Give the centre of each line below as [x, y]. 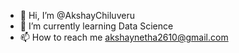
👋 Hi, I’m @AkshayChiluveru [77, 15]
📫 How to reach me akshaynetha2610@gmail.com [124, 37]
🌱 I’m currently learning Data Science [96, 26]
